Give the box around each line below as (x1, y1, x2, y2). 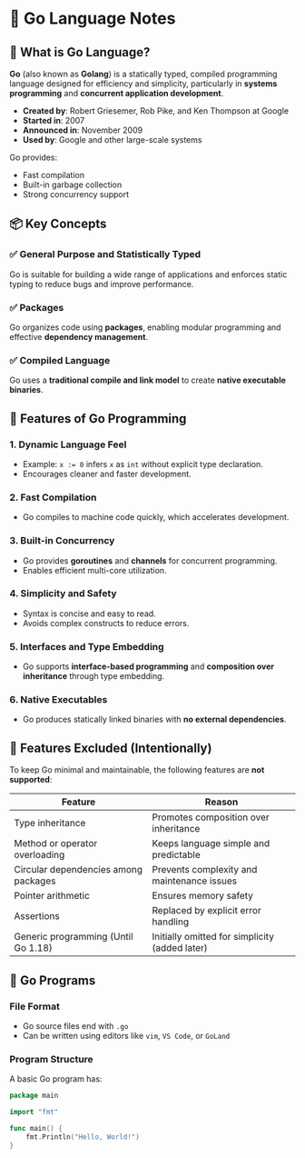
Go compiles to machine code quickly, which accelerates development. (22, 512, 290, 523)
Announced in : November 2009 (22, 125, 143, 135)
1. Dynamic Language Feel (9, 438, 127, 451)
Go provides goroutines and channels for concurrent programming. (22, 554, 278, 566)
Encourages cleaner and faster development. (22, 468, 192, 479)
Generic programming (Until (14, 931, 133, 943)
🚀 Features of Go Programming (9, 411, 187, 426)
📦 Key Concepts (9, 216, 107, 232)
